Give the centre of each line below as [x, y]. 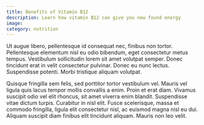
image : [15, 23]
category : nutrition [33, 29]
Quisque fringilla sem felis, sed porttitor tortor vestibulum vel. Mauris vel [97, 84]
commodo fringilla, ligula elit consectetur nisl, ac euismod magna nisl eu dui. [102, 109]
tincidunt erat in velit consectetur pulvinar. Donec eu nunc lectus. [88, 66]
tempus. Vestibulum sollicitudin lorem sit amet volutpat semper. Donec [95, 59]
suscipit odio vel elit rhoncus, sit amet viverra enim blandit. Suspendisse [97, 96]
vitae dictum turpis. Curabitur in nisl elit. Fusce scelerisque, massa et [93, 103]
